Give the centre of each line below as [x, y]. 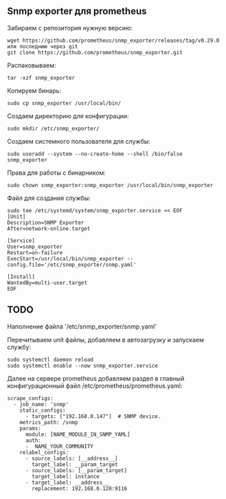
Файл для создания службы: [49, 198]
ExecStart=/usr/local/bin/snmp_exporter [66, 258]
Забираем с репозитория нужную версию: [70, 27]
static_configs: [43, 410]
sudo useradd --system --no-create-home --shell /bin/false [95, 154]
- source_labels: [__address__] [71, 458]
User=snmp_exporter [35, 247]
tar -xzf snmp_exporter [41, 78]
